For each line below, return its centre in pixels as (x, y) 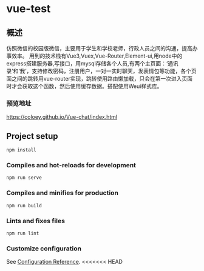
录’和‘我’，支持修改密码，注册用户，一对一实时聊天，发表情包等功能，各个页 (101, 71)
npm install (21, 150)
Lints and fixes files (36, 221)
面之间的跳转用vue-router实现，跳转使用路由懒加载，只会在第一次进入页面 (100, 79)
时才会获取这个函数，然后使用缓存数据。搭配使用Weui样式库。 (84, 86)
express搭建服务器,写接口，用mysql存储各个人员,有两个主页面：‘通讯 (93, 63)
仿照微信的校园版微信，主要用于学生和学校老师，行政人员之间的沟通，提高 (99, 48)
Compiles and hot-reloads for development (71, 166)
